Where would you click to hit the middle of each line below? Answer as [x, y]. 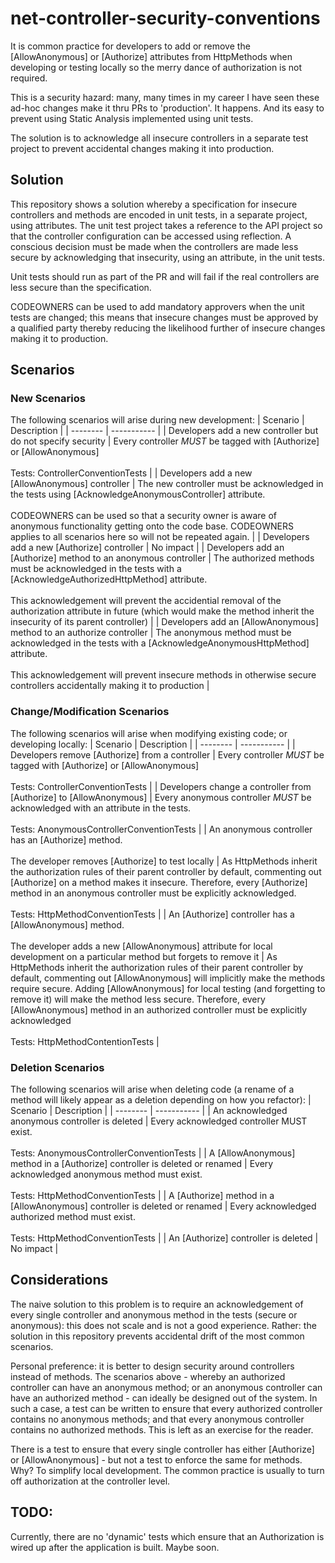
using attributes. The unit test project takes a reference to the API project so [166, 225]
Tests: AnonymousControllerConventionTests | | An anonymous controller [161, 829]
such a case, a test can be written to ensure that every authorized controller [166, 1408]
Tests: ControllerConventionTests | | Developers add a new [131, 473]
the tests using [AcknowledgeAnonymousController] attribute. [138, 494]
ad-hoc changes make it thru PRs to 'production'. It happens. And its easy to [167, 108]
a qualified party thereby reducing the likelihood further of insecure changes [168, 328]
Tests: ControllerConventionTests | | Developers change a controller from [161, 786]
